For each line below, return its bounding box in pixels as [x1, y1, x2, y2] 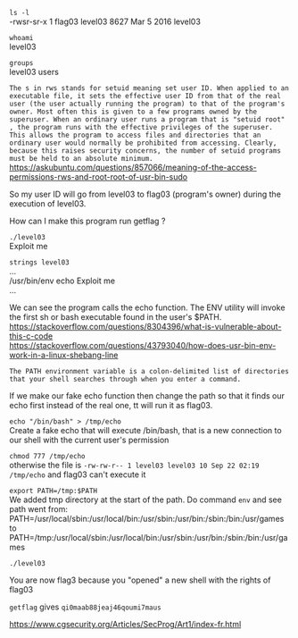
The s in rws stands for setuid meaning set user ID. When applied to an [9, 84, 290, 93]
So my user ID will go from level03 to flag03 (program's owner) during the [9, 189, 281, 199]
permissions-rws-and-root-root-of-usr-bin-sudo [9, 172, 188, 182]
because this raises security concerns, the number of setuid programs [9, 147, 281, 155]
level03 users [9, 67, 60, 77]
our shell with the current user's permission [9, 434, 170, 445]
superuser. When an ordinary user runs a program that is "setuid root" [9, 115, 286, 124]
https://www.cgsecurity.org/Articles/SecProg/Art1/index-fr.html [9, 619, 242, 629]
